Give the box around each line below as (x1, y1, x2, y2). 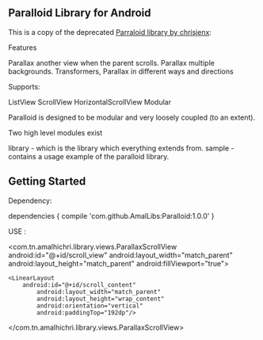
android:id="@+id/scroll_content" (22, 281, 136, 288)
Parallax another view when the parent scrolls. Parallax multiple (8, 58, 215, 67)
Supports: (8, 82, 41, 91)
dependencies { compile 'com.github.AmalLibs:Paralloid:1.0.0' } (8, 211, 215, 220)
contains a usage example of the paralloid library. (8, 151, 170, 161)
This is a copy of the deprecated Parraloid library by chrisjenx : (8, 27, 212, 36)
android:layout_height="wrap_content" (36, 295, 165, 303)
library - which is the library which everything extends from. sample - (8, 143, 234, 153)
